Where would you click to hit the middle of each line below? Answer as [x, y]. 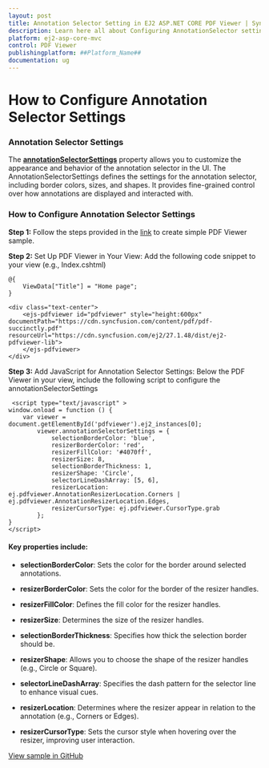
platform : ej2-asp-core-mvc [55, 38]
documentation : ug [39, 61]
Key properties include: [48, 547]
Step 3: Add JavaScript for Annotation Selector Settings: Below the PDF [127, 371]
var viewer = [44, 417]
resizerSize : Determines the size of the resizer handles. [112, 620]
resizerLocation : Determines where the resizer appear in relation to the [138, 707]
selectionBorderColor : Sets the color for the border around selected [133, 564]
